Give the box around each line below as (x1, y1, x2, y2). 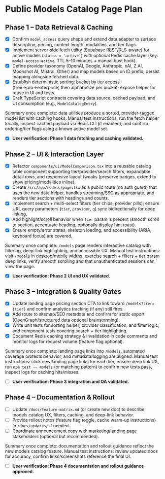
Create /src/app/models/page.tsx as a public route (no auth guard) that (12, 184, 157, 190)
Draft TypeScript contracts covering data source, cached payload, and (12, 95, 156, 101)
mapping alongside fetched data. (12, 74, 80, 80)
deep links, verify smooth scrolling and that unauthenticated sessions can (5, 258, 155, 264)
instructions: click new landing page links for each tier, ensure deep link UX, (5, 358, 159, 364)
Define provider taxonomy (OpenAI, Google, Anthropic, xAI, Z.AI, (12, 63, 143, 69)
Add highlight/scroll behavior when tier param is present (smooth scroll (12, 216, 159, 222)
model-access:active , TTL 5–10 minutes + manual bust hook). (12, 58, 137, 64)
